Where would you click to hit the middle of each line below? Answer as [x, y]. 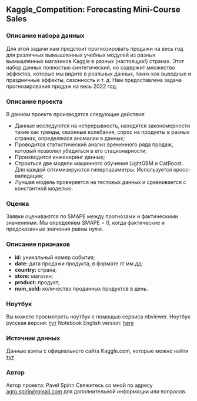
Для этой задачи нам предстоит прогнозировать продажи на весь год [95, 48]
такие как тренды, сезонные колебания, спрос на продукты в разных [102, 132]
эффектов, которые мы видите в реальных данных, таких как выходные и [99, 74]
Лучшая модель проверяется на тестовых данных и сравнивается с [100, 182]
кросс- [182, 169]
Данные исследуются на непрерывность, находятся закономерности [102, 126]
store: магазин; [34, 276]
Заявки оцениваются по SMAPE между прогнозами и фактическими [92, 216]
